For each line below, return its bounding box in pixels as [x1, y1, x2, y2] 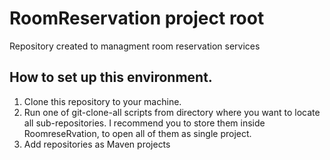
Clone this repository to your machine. [23, 95, 182, 107]
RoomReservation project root [9, 7, 265, 30]
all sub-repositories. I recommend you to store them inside [23, 117, 266, 129]
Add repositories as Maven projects [23, 138, 171, 150]
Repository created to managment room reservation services [9, 40, 261, 52]
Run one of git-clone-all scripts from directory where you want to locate [23, 106, 321, 118]
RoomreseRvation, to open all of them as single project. [23, 127, 252, 139]
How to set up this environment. [9, 69, 213, 86]
